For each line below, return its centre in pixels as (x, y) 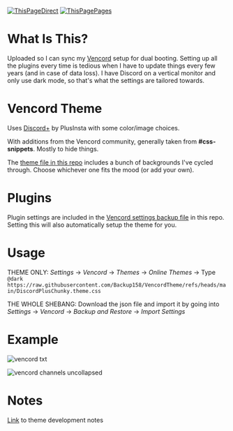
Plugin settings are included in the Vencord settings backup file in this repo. (116, 217)
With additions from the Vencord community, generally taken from (102, 141)
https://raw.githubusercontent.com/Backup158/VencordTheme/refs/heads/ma (117, 285)
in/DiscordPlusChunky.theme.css (54, 291)
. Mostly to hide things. (66, 149)
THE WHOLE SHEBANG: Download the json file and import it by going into (113, 304)
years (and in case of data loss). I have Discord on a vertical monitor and (112, 73)
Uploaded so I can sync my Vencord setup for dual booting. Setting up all (112, 58)
